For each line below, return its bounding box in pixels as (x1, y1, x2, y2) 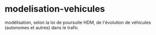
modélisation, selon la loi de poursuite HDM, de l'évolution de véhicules (4, 19, 152, 25)
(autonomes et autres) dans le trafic (4, 24, 78, 30)
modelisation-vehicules (4, 3, 105, 15)
